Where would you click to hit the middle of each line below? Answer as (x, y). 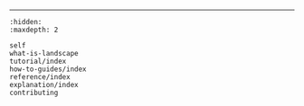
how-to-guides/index (48, 69)
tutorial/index (38, 61)
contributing (34, 93)
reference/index (40, 77)
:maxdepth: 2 (34, 30)
